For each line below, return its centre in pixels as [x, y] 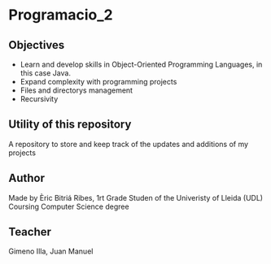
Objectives [37, 45]
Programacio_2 [61, 15]
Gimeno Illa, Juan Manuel [51, 251]
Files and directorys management [76, 90]
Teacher [30, 232]
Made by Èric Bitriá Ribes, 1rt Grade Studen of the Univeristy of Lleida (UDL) [135, 197]
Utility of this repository [70, 125]
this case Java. [46, 73]
